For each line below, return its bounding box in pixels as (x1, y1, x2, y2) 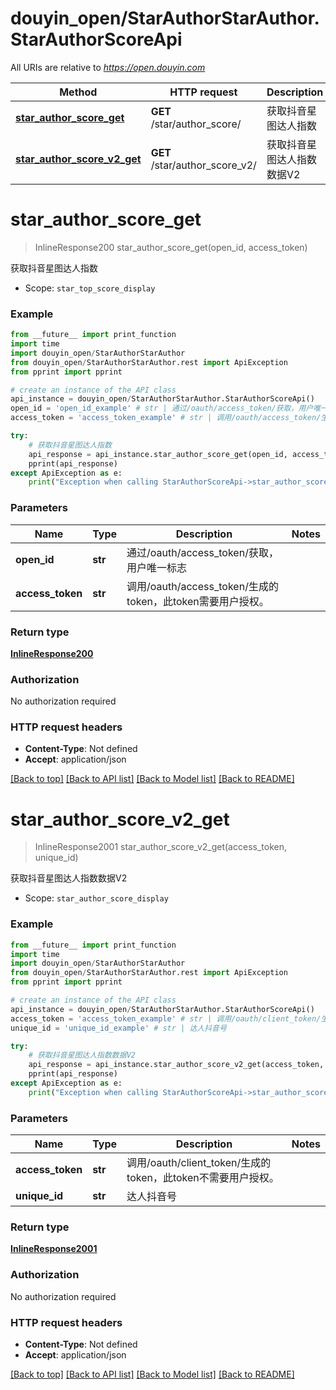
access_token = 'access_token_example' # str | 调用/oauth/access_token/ (10, 413, 322, 423)
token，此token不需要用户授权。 (126, 1171, 280, 1185)
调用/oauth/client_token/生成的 (126, 1156, 272, 1170)
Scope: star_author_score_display (24, 892, 169, 904)
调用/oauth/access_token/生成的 (126, 579, 279, 593)
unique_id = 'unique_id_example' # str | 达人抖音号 (10, 1023, 227, 1033)
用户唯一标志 (126, 560, 188, 574)
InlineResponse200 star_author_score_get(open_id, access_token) (34, 241, 308, 253)
